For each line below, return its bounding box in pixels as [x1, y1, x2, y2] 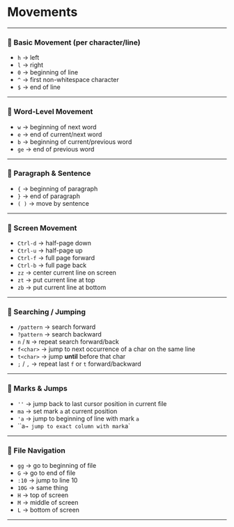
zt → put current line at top [17, 276, 95, 284]
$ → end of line [17, 83, 61, 91]
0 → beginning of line [17, 68, 79, 76]
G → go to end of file [17, 469, 76, 477]
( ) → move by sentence [17, 199, 89, 207]
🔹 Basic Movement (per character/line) [7, 38, 141, 47]
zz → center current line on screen [17, 268, 117, 277]
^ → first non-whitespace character [17, 76, 120, 84]
